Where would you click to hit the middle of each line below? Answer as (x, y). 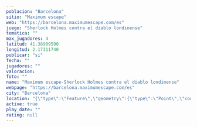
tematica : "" (22, 33)
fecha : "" (18, 60)
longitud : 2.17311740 (33, 50)
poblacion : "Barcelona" (35, 11)
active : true (22, 104)
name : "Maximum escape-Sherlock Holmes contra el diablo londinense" (93, 83)
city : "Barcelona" (28, 93)
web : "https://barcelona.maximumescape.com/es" (65, 22)
